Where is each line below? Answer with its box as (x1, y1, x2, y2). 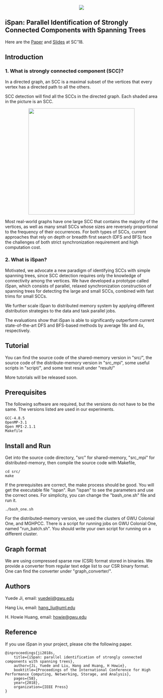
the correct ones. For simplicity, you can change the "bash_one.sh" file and (5, 492, 156, 498)
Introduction (5, 53, 44, 61)
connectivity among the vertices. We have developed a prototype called (5, 278, 149, 283)
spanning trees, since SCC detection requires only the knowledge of (5, 272, 142, 279)
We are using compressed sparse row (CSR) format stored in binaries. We (5, 558, 153, 564)
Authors (5, 582, 31, 591)
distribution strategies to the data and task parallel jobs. (5, 308, 116, 314)
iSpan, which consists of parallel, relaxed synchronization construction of (5, 283, 152, 289)
